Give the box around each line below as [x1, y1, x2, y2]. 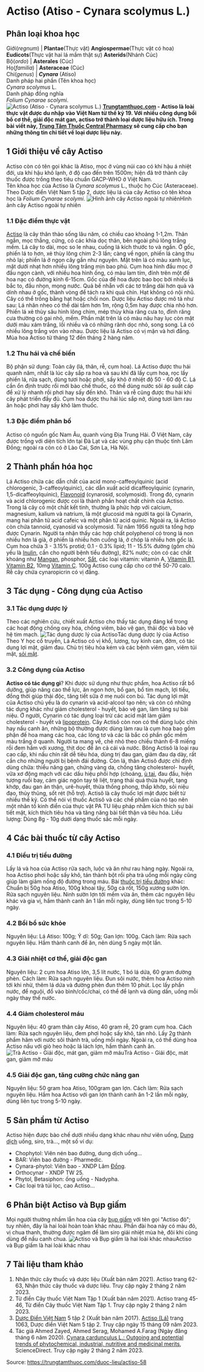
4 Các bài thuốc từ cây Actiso [6, 832, 121, 843]
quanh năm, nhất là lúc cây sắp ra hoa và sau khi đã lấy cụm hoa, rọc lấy [6, 370, 189, 377]
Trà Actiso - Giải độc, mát [124, 1049, 189, 1057]
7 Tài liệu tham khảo [6, 1259, 83, 1270]
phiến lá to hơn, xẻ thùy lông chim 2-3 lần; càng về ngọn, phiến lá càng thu [6, 250, 195, 257]
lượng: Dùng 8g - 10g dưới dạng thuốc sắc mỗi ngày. [6, 815, 138, 823]
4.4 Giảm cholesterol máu [6, 1009, 84, 1018]
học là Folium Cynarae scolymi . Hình [6, 195, 192, 202]
